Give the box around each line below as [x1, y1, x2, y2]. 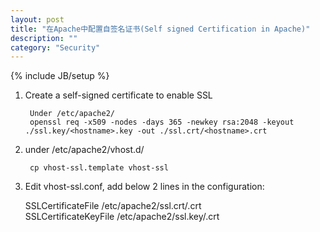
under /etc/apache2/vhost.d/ [24, 144, 145, 156]
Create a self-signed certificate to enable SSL [24, 89, 213, 101]
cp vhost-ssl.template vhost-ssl [29, 163, 169, 173]
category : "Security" [10, 42, 101, 53]
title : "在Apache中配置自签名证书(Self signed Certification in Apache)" [10, 24, 311, 34]
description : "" [10, 33, 78, 43]
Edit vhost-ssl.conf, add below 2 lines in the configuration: [24, 181, 265, 193]
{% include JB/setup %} [10, 70, 110, 82]
